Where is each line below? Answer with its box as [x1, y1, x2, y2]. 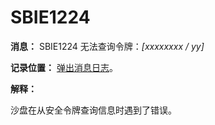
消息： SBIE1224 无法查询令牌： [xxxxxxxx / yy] [10, 40, 205, 52]
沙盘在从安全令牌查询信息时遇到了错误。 [10, 104, 177, 116]
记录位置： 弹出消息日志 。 [10, 61, 118, 73]
